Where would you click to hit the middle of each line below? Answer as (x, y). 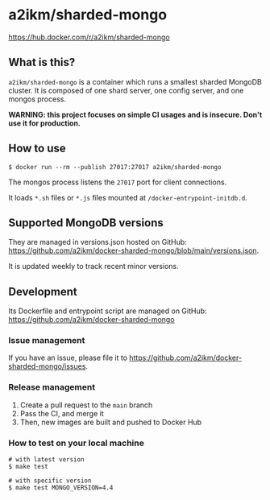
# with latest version (46, 460)
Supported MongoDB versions (86, 223)
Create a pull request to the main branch (86, 405)
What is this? (42, 62)
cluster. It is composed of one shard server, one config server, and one (126, 90)
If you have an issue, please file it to (68, 358)
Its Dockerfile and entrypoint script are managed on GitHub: (108, 311)
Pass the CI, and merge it (62, 413)
